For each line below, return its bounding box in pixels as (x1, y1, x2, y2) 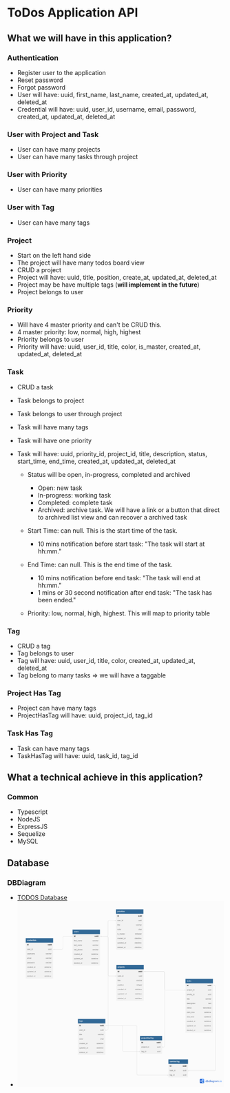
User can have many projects (17, 145, 101, 154)
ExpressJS (17, 822, 48, 831)
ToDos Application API (7, 5, 138, 21)
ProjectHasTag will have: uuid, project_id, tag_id (17, 711, 153, 719)
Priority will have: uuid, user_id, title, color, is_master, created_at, (17, 343, 201, 351)
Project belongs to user (17, 288, 84, 296)
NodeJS (17, 815, 41, 824)
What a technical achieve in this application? (7, 771, 203, 783)
